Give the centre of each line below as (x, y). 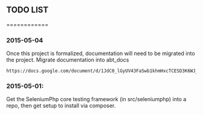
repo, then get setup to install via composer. (61, 106)
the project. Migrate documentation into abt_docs (68, 60)
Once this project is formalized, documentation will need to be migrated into (101, 53)
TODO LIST (27, 10)
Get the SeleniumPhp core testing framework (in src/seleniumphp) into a (96, 99)
